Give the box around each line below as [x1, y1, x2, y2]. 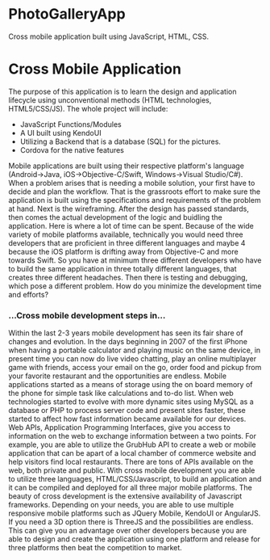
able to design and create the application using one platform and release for [8, 534, 260, 544]
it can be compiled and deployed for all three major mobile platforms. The [8, 482, 252, 493]
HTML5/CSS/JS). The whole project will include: [8, 103, 168, 113]
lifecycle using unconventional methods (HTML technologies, [8, 95, 212, 105]
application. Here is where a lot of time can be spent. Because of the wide [8, 221, 254, 230]
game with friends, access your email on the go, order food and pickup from [8, 363, 262, 373]
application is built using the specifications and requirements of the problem [8, 195, 261, 204]
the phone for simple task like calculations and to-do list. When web [8, 389, 234, 398]
